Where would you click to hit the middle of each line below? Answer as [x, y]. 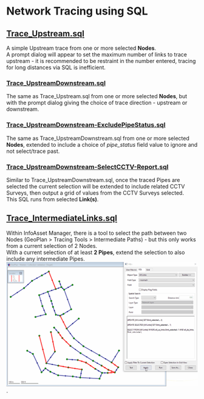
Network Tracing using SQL [77, 11]
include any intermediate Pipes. [46, 258]
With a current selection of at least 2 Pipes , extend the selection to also [96, 252]
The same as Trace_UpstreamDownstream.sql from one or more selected [98, 138]
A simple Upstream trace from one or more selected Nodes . [81, 48]
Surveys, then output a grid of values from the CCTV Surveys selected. [95, 193]
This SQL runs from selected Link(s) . [53, 199]
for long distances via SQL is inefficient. [56, 67]
